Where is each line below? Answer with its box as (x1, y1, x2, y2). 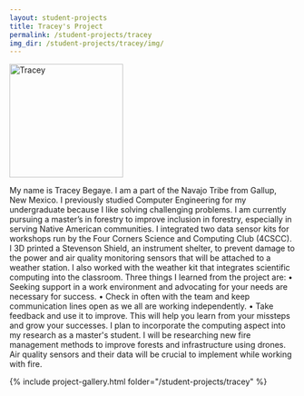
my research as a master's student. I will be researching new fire (9, 330, 251, 341)
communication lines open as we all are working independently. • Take (9, 301, 274, 312)
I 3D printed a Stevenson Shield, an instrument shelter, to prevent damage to (9, 243, 295, 254)
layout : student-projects (9, 13, 107, 23)
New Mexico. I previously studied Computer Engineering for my (9, 194, 247, 205)
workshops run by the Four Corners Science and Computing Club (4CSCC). (9, 233, 292, 244)
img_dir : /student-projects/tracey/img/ (9, 38, 165, 48)
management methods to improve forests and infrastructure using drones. (9, 340, 287, 351)
